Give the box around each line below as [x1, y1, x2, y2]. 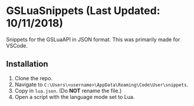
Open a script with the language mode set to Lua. [14, 93, 135, 100]
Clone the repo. [14, 74, 53, 81]
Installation [6, 59, 48, 69]
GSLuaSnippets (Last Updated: [6, 4, 160, 18]
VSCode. [6, 42, 28, 49]
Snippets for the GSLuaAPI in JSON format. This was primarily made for [6, 36, 180, 43]
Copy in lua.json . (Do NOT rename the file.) [14, 87, 122, 94]
